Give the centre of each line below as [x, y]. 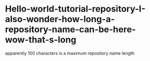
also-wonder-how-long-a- [60, 19]
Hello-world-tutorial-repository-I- [75, 9]
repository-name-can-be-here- [70, 30]
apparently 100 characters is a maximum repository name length [70, 53]
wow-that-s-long [41, 40]
